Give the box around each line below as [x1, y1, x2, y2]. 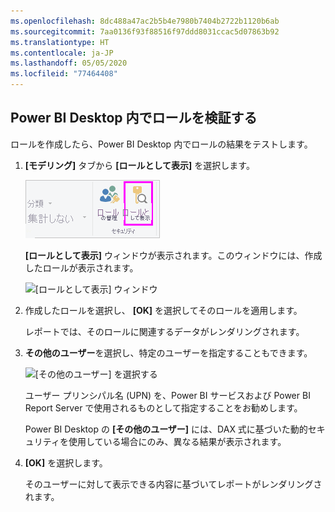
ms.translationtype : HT [10, 37, 110, 47]
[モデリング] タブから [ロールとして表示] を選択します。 [24, 159, 255, 171]
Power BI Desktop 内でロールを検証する [10, 110, 258, 127]
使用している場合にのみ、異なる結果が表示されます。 [68, 435, 287, 447]
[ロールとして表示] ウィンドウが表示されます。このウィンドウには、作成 [24, 249, 323, 261]
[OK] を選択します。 [24, 456, 108, 469]
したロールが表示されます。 [24, 261, 139, 274]
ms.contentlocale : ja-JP [10, 48, 114, 58]
